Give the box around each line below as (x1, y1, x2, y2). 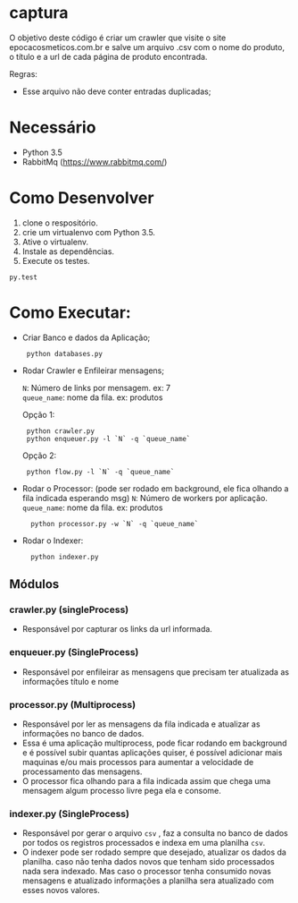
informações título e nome (21, 676, 119, 686)
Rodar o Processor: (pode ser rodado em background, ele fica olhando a (21, 482, 289, 494)
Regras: (9, 68, 38, 79)
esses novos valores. (21, 885, 101, 896)
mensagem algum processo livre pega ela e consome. (21, 786, 221, 797)
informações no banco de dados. (21, 728, 145, 739)
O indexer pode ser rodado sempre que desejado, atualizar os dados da (21, 847, 287, 857)
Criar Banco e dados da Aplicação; (21, 332, 151, 343)
